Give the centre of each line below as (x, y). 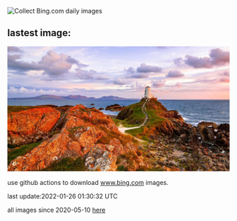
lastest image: (39, 33)
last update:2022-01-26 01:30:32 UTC (63, 196)
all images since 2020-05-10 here (56, 210)
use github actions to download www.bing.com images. (88, 183)
